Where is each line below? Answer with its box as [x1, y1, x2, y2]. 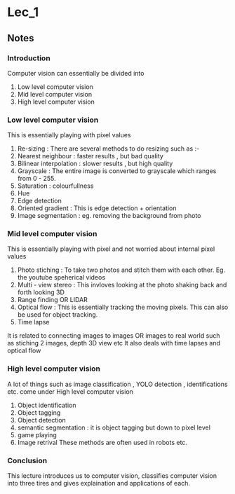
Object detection [17, 416, 67, 424]
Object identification [17, 401, 76, 409]
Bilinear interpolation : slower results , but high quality [17, 159, 173, 168]
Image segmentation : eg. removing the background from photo [17, 212, 201, 220]
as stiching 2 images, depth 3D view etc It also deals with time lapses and [7, 339, 221, 348]
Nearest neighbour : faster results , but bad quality [17, 152, 163, 160]
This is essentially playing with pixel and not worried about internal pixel [7, 245, 215, 253]
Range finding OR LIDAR [17, 296, 88, 304]
